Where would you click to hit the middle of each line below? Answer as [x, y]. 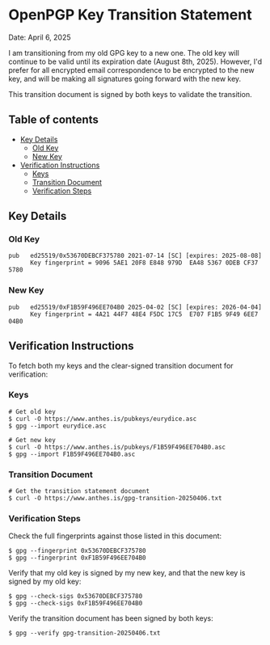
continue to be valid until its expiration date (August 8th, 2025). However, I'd [135, 61]
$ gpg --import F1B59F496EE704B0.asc [72, 454]
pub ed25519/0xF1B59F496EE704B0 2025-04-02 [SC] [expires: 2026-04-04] [135, 307]
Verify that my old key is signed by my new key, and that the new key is [127, 573]
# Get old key [32, 411]
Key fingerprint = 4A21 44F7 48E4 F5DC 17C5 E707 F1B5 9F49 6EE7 [144, 314]
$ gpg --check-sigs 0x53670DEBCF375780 [76, 597]
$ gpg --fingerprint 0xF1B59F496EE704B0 [78, 558]
